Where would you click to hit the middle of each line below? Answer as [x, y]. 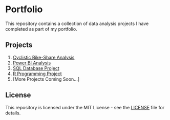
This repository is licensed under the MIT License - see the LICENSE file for [85, 107]
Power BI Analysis [32, 63]
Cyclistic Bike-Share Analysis [44, 57]
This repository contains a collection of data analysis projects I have [77, 23]
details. [13, 113]
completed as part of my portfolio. [41, 29]
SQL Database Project [36, 68]
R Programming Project [37, 74]
